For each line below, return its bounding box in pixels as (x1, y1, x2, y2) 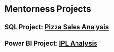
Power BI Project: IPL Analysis (4, 39, 98, 47)
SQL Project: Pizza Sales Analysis (4, 23, 109, 31)
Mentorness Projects (4, 3, 91, 15)
